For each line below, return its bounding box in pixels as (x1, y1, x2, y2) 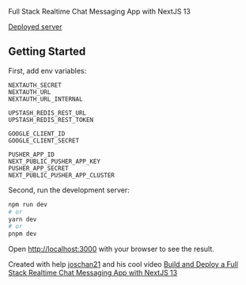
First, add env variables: (8, 66, 87, 75)
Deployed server (8, 22, 62, 31)
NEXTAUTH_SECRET (8, 81, 62, 89)
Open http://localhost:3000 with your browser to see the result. (8, 245, 215, 254)
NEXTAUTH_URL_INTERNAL (8, 95, 83, 103)
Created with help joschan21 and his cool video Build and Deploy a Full (8, 260, 239, 269)
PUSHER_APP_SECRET (8, 164, 69, 173)
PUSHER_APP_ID (8, 150, 55, 158)
